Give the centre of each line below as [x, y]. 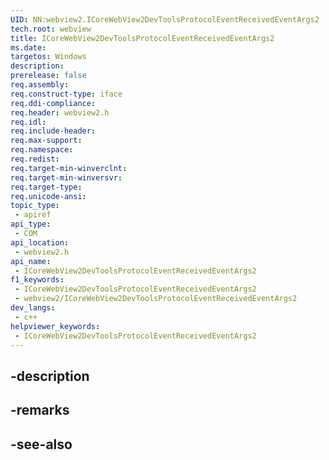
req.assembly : [40, 85]
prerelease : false [48, 76]
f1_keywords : [37, 280]
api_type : [31, 224]
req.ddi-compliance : [53, 103]
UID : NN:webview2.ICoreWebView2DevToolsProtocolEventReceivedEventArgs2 [165, 19]
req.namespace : [42, 150]
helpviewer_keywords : [55, 326]
